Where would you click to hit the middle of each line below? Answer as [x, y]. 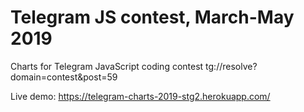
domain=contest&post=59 [64, 77]
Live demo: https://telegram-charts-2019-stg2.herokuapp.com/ [140, 96]
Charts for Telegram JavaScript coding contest [107, 66]
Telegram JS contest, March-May [152, 17]
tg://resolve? [231, 66]
